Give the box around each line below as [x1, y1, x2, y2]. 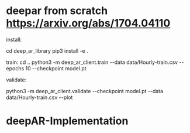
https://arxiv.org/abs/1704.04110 [6, 16, 171, 30]
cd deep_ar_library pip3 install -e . [6, 47, 89, 54]
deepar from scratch [6, 4, 108, 18]
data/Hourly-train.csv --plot [6, 94, 73, 101]
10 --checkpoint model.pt [25, 64, 87, 71]
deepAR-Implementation [6, 114, 129, 128]
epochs [6, 64, 25, 71]
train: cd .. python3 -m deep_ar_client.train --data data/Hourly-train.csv [6, 59, 178, 66]
